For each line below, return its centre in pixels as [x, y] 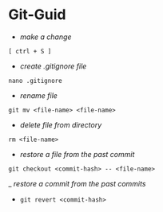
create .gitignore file [53, 66]
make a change [46, 37]
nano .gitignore [35, 80]
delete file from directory [61, 124]
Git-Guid [37, 15]
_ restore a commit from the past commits [77, 183]
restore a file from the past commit [77, 154]
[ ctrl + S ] [30, 51]
